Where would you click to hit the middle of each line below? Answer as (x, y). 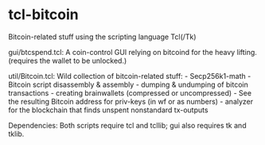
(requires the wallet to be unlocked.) (68, 61)
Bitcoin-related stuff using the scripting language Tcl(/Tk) (102, 37)
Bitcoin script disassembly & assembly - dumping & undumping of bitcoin (128, 84)
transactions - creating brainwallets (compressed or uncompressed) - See (130, 92)
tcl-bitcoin (44, 15)
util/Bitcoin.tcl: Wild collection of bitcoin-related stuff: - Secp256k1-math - (130, 76)
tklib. (16, 134)
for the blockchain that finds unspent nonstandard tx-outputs (108, 110)
